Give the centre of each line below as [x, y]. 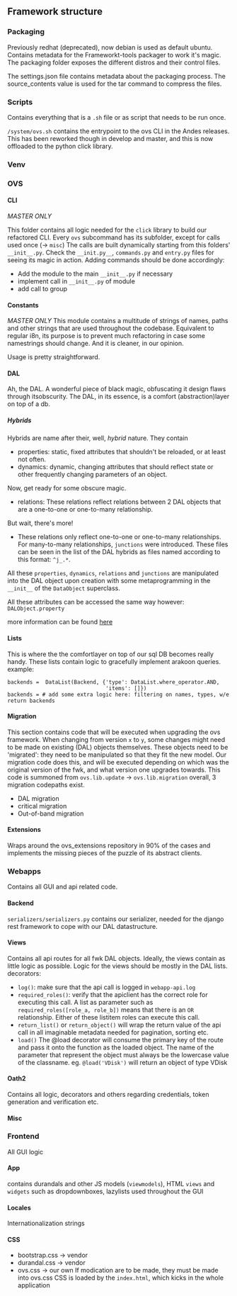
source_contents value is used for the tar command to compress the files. [115, 84]
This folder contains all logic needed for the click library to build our [107, 230]
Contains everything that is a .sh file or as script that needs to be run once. [117, 117]
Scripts [20, 102]
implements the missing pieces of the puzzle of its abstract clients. [105, 853]
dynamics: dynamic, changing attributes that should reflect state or [115, 467]
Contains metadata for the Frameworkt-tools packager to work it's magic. [114, 55]
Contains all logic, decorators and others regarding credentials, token [108, 1094]
